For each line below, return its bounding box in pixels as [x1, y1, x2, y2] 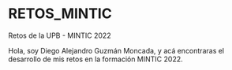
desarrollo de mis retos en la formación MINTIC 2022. [8, 54, 183, 64]
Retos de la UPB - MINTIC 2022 [8, 31, 112, 40]
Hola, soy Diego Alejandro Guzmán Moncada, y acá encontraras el [8, 46, 225, 55]
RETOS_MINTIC [8, 5, 112, 23]
